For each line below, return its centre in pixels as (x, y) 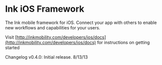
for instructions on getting (123, 42)
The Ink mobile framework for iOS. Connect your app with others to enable (81, 22)
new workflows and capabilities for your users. (53, 27)
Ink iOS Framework (45, 9)
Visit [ (11, 37)
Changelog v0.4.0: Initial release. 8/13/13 (46, 57)
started (12, 47)
